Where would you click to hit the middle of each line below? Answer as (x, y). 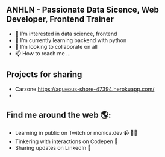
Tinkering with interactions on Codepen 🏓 (67, 141)
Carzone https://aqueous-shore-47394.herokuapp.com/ (85, 89)
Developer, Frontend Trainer (60, 20)
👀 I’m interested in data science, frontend (66, 34)
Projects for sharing (44, 75)
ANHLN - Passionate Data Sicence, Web (83, 10)
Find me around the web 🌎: (59, 115)
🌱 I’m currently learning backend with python (71, 40)
